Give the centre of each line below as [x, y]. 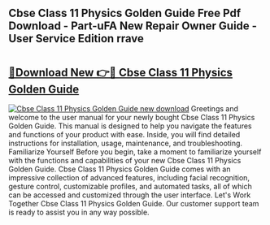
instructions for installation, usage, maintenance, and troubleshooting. [125, 143]
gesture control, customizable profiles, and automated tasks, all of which [130, 186]
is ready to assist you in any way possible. [79, 212]
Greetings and [214, 108]
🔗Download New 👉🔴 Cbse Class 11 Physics [121, 72]
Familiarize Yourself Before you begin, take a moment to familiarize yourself [135, 152]
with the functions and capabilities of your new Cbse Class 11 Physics [125, 160]
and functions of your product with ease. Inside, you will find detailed [124, 134]
